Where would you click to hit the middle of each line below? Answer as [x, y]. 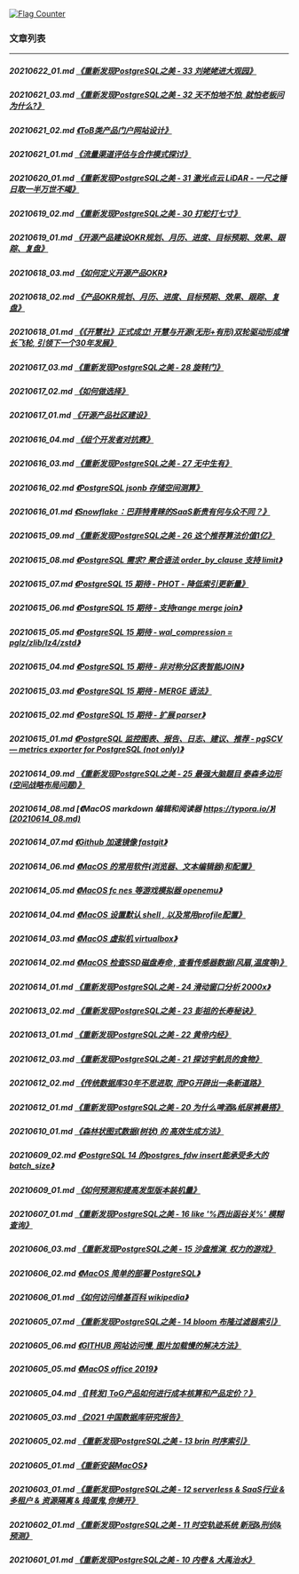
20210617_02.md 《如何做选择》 [69, 392]
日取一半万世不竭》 [44, 189]
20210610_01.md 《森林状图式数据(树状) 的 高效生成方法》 [117, 1131]
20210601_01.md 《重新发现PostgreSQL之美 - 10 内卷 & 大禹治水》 [132, 1560]
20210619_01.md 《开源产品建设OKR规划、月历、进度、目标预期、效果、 [143, 238]
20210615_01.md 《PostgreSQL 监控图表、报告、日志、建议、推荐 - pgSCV [146, 739]
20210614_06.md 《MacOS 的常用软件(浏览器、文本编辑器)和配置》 [132, 866]
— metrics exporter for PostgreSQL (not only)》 [96, 750]
